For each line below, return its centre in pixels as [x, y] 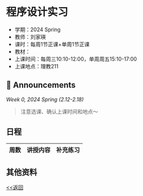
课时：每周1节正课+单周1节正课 [52, 44]
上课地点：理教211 [36, 66]
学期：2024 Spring [37, 29]
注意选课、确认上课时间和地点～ [59, 111]
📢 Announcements [41, 85]
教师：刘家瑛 [30, 36]
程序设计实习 [37, 12]
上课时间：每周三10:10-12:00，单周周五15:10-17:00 [76, 59]
